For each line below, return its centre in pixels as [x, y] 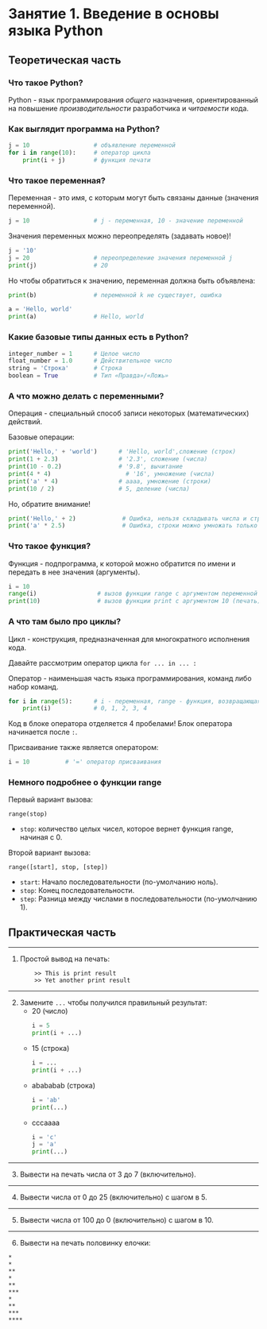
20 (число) [50, 1011]
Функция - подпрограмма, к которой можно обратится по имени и [122, 563]
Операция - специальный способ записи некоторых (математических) [129, 413]
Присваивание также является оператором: [83, 748]
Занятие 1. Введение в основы [114, 14]
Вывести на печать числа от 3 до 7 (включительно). [108, 1174]
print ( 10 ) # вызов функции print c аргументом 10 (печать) [135, 601]
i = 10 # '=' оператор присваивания [85, 762]
